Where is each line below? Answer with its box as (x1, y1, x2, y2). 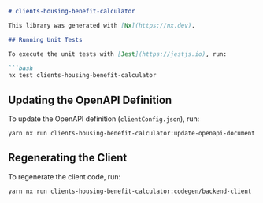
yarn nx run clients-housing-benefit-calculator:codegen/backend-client (8, 187, 252, 195)
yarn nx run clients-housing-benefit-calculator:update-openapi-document (8, 130, 256, 138)
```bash (8, 64, 34, 72)
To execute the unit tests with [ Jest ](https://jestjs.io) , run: (8, 50, 227, 58)
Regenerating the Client (8, 151, 128, 164)
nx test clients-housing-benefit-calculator (8, 72, 157, 79)
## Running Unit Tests (8, 35, 83, 43)
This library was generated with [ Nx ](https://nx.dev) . (8, 21, 195, 29)
